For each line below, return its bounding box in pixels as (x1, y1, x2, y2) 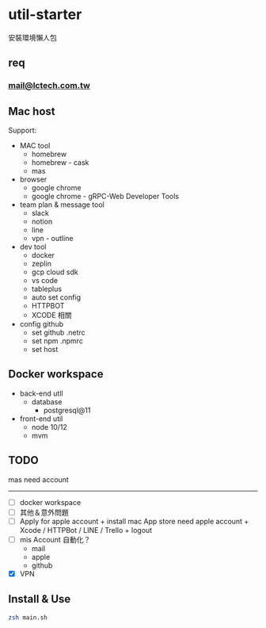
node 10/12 (31, 422, 67, 431)
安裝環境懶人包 (8, 33, 57, 42)
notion (31, 216, 53, 227)
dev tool (19, 242, 47, 251)
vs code (31, 276, 58, 285)
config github (19, 320, 64, 329)
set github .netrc (31, 327, 85, 338)
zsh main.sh (8, 613, 47, 622)
